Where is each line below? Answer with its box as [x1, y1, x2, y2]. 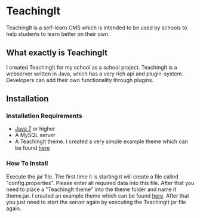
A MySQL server [14, 132, 56, 139]
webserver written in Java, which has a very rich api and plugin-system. [6, 70, 184, 77]
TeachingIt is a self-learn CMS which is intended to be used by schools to [6, 24, 187, 31]
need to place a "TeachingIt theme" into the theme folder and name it [6, 186, 177, 193]
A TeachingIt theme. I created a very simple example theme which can [14, 138, 188, 145]
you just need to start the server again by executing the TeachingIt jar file [6, 198, 186, 205]
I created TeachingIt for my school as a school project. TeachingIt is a [6, 63, 177, 71]
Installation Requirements [6, 112, 82, 120]
